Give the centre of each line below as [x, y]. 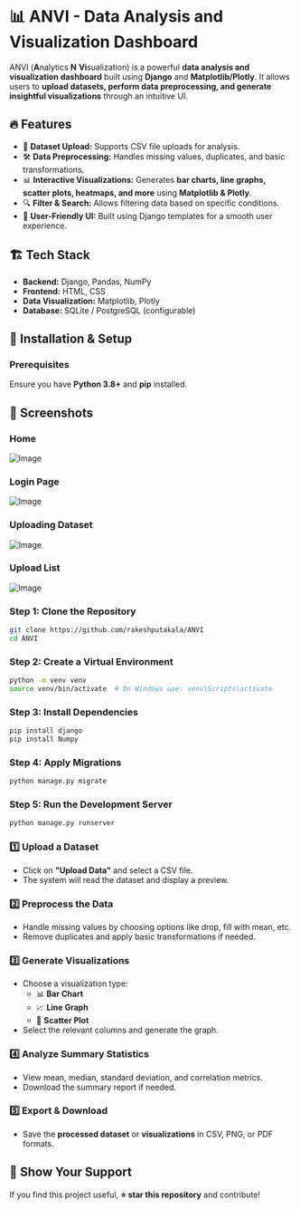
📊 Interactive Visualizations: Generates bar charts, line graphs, [144, 179]
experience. [45, 225]
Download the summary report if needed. [99, 1087]
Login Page [35, 482]
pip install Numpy [44, 739]
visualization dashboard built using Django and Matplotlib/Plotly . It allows [150, 76]
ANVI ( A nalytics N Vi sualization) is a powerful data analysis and [130, 67]
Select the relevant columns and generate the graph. [120, 1030]
